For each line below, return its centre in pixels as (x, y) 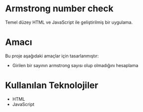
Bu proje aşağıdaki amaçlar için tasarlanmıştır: (52, 56)
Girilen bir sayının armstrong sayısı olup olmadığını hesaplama (75, 65)
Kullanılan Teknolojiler (52, 86)
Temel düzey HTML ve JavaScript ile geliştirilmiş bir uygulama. (69, 22)
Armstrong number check (59, 9)
